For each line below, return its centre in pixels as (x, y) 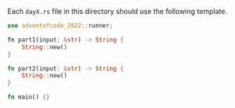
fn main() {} (29, 97)
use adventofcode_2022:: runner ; (60, 26)
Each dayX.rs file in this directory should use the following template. (117, 11)
